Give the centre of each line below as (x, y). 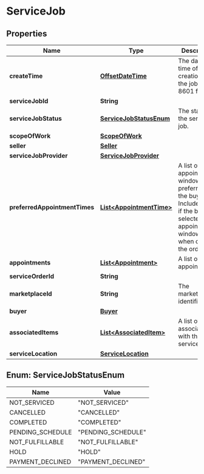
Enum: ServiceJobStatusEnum (66, 375)
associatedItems (34, 332)
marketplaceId (31, 294)
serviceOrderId (32, 276)
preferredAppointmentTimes (52, 207)
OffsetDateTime (123, 76)
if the (185, 211)
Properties (27, 34)
